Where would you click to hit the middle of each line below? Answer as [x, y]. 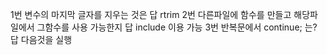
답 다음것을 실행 [41, 39]
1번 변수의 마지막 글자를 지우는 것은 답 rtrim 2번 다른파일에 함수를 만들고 [151, 14]
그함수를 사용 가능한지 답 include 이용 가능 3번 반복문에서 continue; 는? [177, 27]
